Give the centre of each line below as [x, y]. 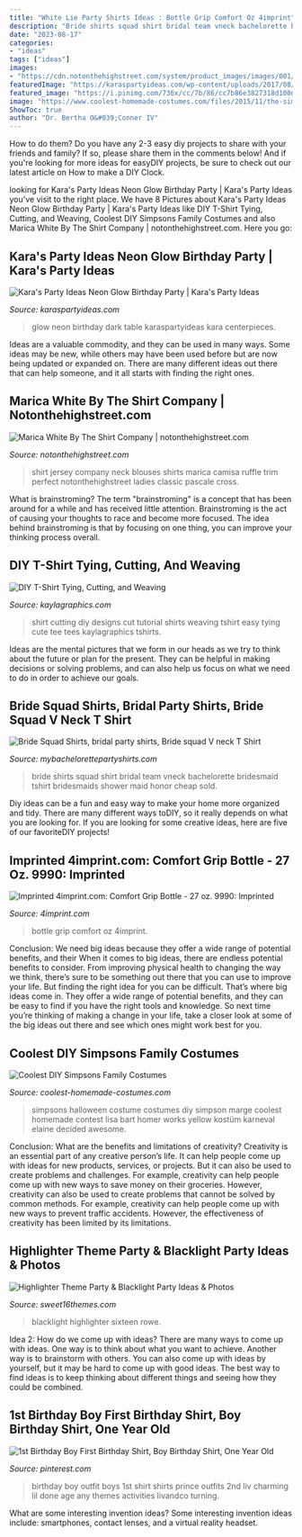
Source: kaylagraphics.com [60, 605]
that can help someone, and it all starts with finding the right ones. [132, 373]
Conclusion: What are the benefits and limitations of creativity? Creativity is [149, 1146]
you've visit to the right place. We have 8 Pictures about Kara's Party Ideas [148, 200]
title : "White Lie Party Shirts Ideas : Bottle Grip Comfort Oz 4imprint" [152, 18]
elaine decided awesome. [79, 1129]
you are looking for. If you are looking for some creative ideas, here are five [148, 822]
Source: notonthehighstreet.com [69, 454]
